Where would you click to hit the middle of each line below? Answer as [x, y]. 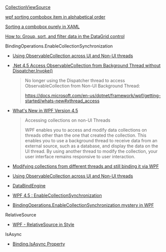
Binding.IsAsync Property [39, 244]
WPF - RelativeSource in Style [43, 224]
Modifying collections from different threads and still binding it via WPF [85, 166]
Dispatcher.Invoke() [33, 71]
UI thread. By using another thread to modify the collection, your [91, 151]
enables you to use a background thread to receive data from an [91, 141]
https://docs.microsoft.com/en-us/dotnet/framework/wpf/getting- [93, 95]
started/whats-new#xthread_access [62, 101]
